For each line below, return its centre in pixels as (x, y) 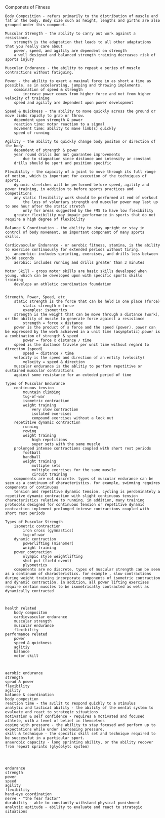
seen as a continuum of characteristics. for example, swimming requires (83, 483)
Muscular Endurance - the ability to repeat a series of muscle (73, 68)
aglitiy (22, 647)
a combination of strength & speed (42, 336)
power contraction (33, 552)
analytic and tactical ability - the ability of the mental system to (79, 708)
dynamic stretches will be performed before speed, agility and (82, 185)
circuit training (49, 474)
